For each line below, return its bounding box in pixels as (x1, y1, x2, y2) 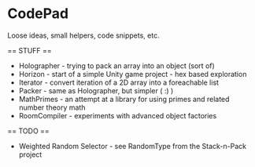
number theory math (18, 103, 86, 112)
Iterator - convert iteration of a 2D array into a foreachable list (18, 78, 220, 87)
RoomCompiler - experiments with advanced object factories (18, 111, 217, 120)
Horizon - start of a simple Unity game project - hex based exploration (18, 69, 247, 78)
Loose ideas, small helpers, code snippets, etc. (7, 31, 160, 40)
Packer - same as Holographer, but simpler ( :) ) (18, 85, 174, 95)
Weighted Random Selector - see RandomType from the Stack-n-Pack (18, 141, 247, 151)
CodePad (7, 5, 68, 23)
